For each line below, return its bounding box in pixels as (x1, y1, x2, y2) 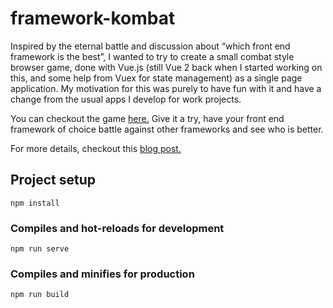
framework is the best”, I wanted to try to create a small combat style (10, 50, 295, 62)
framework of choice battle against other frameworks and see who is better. (10, 123, 324, 135)
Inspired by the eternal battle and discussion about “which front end (10, 40, 291, 52)
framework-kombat (10, 7, 176, 30)
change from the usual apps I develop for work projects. (10, 93, 242, 105)
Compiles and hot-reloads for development (10, 221, 225, 235)
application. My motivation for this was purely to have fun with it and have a (10, 82, 322, 94)
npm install (10, 198, 60, 208)
